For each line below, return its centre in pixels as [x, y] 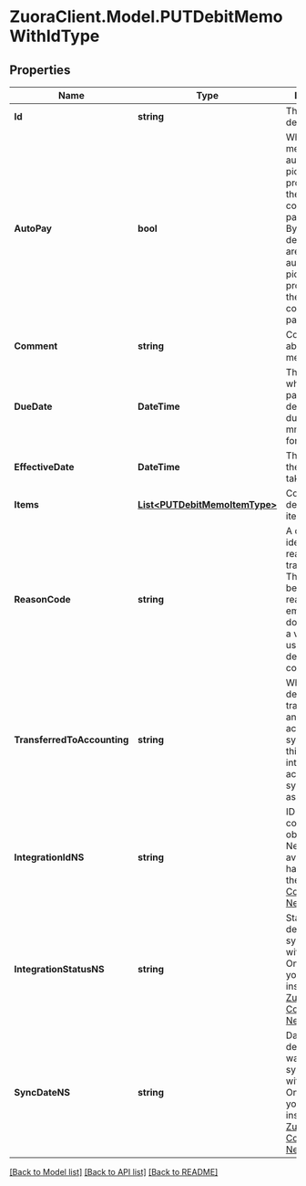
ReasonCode [42, 599]
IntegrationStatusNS [59, 969]
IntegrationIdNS [49, 857]
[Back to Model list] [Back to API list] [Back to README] [114, 1172]
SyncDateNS [42, 1092]
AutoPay [33, 228]
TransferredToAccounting [71, 740]
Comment [36, 346]
